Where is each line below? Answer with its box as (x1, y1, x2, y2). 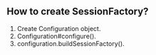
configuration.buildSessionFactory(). (16, 39, 125, 48)
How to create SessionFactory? (6, 6, 149, 18)
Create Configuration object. (16, 24, 101, 32)
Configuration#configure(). (16, 32, 97, 40)
